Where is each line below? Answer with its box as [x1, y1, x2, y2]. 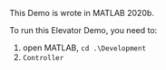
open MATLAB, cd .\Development [22, 42, 147, 53]
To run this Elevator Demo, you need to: [9, 25, 158, 35]
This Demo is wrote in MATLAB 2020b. [9, 8, 154, 18]
